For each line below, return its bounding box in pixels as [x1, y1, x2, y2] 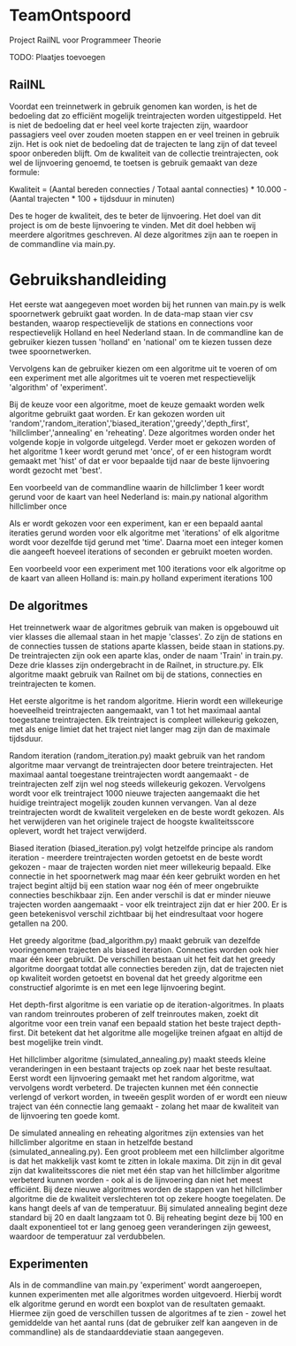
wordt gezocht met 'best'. [9, 465, 103, 475]
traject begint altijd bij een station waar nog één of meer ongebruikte [9, 880, 259, 890]
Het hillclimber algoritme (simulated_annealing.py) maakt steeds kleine [9, 1054, 267, 1065]
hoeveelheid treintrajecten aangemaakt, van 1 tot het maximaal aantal [9, 704, 261, 715]
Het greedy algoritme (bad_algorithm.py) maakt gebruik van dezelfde [9, 935, 261, 945]
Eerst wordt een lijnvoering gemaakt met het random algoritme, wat [9, 1073, 254, 1083]
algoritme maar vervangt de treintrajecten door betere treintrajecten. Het [9, 759, 274, 770]
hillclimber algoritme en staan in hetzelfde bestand [9, 1136, 194, 1147]
